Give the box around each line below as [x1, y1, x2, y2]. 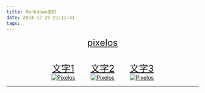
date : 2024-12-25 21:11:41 [6, 15, 75, 21]
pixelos [87, 37, 118, 49]
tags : [6, 20, 20, 26]
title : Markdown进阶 [6, 9, 57, 15]
